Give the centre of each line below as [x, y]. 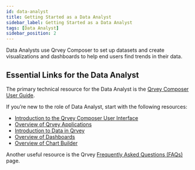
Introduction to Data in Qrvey [50, 131]
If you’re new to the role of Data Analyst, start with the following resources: [97, 106]
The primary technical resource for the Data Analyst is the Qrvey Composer [97, 89]
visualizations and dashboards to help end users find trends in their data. [94, 56]
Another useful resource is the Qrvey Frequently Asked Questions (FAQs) [95, 154]
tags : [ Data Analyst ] [33, 28]
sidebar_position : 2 [31, 34]
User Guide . [21, 95]
